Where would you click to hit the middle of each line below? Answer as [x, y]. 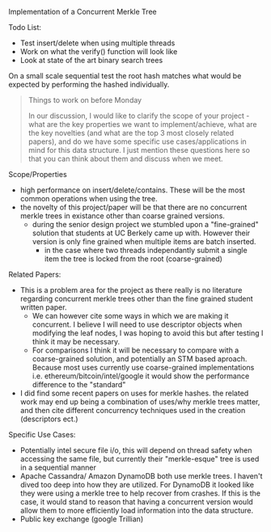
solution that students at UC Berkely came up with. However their [141, 233]
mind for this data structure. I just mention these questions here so [139, 150]
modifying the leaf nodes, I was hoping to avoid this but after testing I [148, 333]
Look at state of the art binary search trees [91, 60]
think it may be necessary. [76, 342]
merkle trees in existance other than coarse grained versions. [122, 216]
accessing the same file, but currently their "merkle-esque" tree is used [140, 459]
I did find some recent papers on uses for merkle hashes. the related [134, 393]
